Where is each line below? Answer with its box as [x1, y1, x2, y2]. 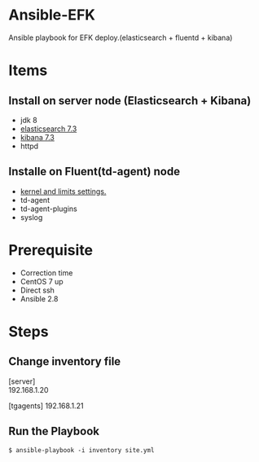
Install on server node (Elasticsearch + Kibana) [8, 94, 252, 108]
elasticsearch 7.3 [20, 124, 77, 134]
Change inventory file [8, 354, 121, 368]
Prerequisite [8, 240, 94, 259]
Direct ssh [20, 285, 55, 295]
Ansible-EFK [8, 6, 96, 24]
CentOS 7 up [20, 276, 64, 286]
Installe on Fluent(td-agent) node [8, 165, 181, 178]
